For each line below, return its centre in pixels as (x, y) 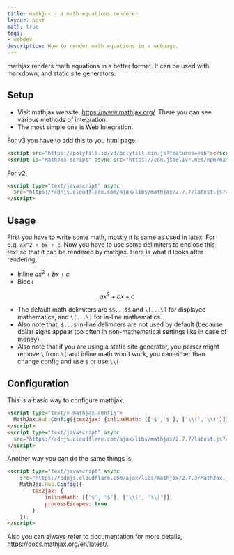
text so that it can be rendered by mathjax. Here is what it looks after (106, 252)
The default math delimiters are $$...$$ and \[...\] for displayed (111, 310)
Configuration (38, 383)
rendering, (22, 259)
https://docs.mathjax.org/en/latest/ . (58, 544)
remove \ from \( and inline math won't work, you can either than (111, 354)
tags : (15, 33)
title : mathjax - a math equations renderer (73, 14)
